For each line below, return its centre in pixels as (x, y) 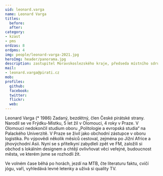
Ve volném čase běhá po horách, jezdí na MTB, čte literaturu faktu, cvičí (77, 163)
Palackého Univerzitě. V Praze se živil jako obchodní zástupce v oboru (75, 133)
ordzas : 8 (15, 46)
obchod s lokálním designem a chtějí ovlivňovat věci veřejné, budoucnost (78, 149)
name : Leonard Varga (26, 14)
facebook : (19, 91)
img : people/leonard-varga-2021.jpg (42, 55)
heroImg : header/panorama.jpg (36, 59)
